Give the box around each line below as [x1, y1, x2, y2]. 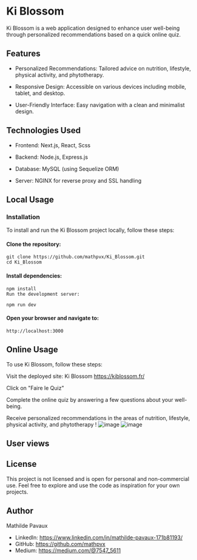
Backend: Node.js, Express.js [15, 153, 88, 161]
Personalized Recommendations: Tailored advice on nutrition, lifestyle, [15, 65, 191, 72]
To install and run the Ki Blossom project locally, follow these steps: [6, 226, 175, 234]
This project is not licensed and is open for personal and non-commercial [6, 475, 190, 482]
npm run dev [6, 301, 36, 308]
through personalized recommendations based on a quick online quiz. [6, 30, 181, 38]
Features [6, 49, 41, 59]
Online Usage [6, 345, 59, 355]
